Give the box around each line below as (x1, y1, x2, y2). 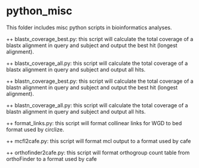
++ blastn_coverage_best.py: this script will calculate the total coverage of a (6, 77, 194, 85)
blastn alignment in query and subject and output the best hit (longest (6, 83, 178, 91)
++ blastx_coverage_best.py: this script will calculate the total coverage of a (6, 35, 194, 42)
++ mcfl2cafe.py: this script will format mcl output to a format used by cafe (6, 137, 191, 144)
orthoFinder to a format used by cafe (6, 155, 97, 162)
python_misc (6, 4, 73, 18)
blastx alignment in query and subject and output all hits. (6, 66, 146, 73)
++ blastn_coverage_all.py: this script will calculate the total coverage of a (6, 101, 188, 108)
